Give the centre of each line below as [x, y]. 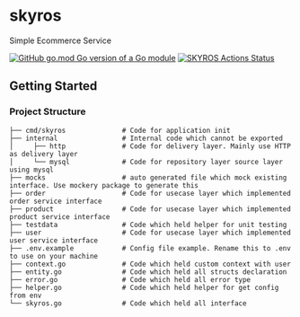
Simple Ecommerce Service [61, 40]
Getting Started [53, 86]
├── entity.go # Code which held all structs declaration [148, 272]
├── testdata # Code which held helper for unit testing [148, 225]
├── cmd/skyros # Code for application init [120, 130]
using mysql [31, 170]
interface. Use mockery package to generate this [104, 185]
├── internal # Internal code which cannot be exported [146, 138]
